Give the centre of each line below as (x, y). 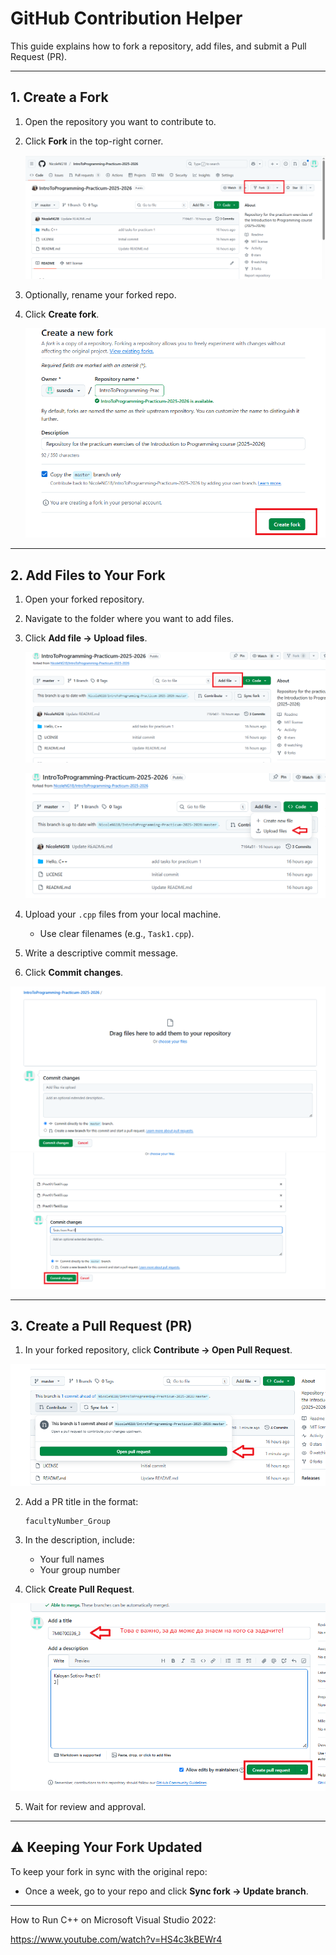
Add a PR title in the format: (81, 1501)
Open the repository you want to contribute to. (120, 121)
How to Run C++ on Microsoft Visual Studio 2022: (113, 1919)
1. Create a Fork (59, 97)
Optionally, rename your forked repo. (100, 295)
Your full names (72, 1559)
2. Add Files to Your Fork (88, 575)
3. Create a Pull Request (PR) (101, 1325)
